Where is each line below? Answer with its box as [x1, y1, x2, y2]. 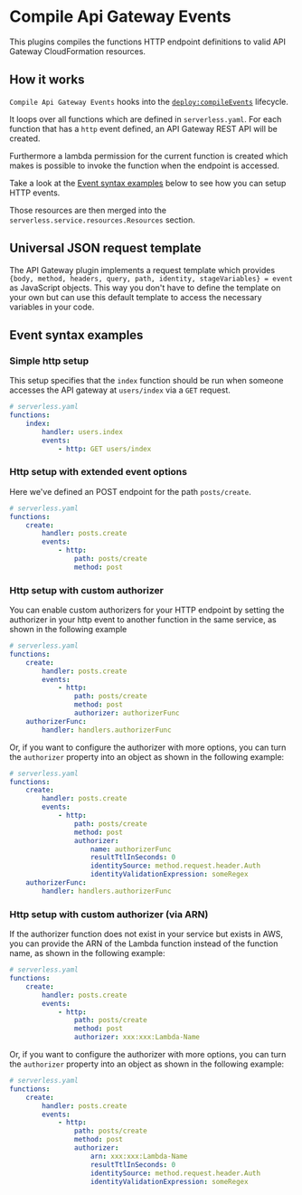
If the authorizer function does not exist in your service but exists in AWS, [9, 929, 283, 940]
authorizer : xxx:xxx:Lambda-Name [73, 1033, 201, 1042]
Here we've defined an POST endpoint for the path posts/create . [9, 486, 251, 497]
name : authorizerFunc [90, 844, 172, 854]
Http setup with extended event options [9, 466, 188, 479]
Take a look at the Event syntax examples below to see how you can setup [9, 177, 287, 188]
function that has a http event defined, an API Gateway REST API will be [9, 123, 278, 134]
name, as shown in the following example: [9, 948, 165, 959]
